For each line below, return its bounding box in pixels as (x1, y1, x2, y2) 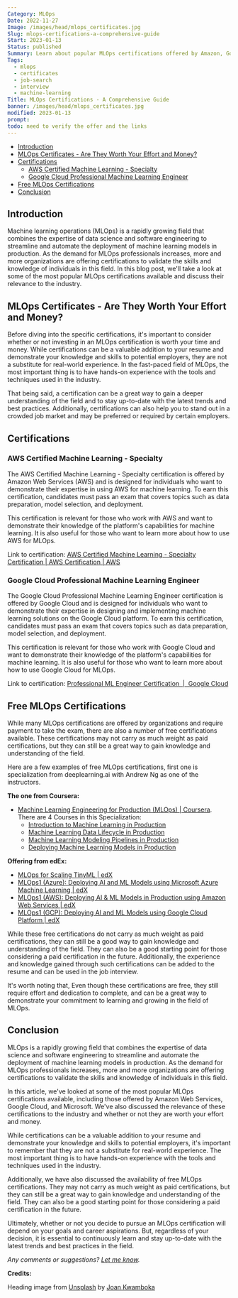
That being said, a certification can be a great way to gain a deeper (7, 389, 203, 398)
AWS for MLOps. (7, 536, 56, 545)
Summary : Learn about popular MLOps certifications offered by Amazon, (7, 50, 223, 58)
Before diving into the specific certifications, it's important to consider (7, 330, 212, 339)
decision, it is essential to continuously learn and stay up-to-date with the (7, 1233, 222, 1243)
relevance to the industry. (7, 280, 82, 288)
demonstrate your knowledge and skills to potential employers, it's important (7, 1138, 232, 1147)
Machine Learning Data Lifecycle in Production (28, 828, 165, 836)
